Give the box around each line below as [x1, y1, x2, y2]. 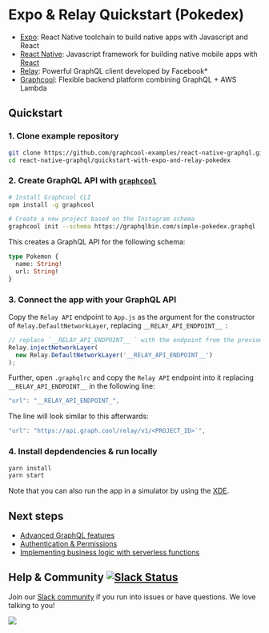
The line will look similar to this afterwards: [8, 411, 150, 421]
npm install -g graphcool [8, 200, 94, 209]
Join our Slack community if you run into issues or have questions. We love [8, 591, 256, 602]
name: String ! [15, 260, 62, 268]
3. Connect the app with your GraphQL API [8, 294, 177, 305]
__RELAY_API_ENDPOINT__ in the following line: [8, 381, 155, 391]
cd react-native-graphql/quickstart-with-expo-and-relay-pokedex [8, 156, 231, 164]
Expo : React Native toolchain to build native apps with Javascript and [19, 32, 248, 42]
